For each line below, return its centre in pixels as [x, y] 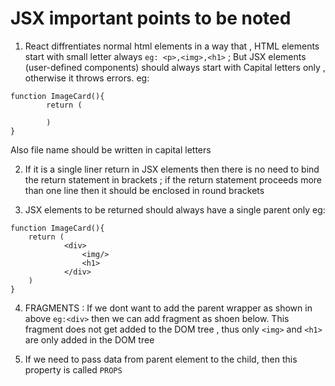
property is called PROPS [73, 369]
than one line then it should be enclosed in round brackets [144, 190]
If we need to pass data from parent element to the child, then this [161, 359]
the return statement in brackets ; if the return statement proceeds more [173, 179]
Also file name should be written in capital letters [111, 149]
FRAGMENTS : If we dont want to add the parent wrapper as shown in [168, 308]
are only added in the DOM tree [89, 339]
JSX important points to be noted [151, 18]
